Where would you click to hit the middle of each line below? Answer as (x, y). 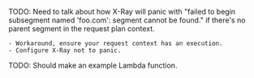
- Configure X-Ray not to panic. (65, 51)
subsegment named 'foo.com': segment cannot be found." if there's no (127, 20)
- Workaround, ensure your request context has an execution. (116, 43)
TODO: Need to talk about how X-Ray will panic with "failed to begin (122, 12)
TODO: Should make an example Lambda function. (93, 65)
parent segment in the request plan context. (82, 29)
